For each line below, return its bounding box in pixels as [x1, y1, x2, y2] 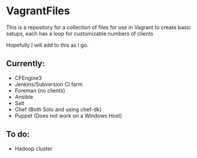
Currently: [6, 59, 46, 69]
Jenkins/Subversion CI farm [14, 80, 83, 88]
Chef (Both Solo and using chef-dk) [14, 105, 102, 113]
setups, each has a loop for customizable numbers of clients [6, 30, 154, 37]
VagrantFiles [6, 4, 70, 18]
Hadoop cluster [14, 145, 53, 152]
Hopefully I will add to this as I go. [6, 41, 89, 49]
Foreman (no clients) [14, 87, 66, 94]
